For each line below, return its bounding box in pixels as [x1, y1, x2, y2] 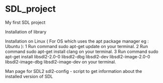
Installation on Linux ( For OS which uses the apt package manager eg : [5, 38, 149, 44]
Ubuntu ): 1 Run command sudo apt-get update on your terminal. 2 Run [5, 43, 148, 49]
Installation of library [5, 29, 47, 34]
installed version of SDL [5, 73, 53, 79]
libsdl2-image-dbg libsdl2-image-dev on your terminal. [5, 59, 116, 65]
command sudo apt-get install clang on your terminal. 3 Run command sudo [5, 49, 159, 54]
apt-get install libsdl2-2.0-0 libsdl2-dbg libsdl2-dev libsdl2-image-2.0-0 [5, 53, 150, 59]
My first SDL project [5, 19, 46, 25]
